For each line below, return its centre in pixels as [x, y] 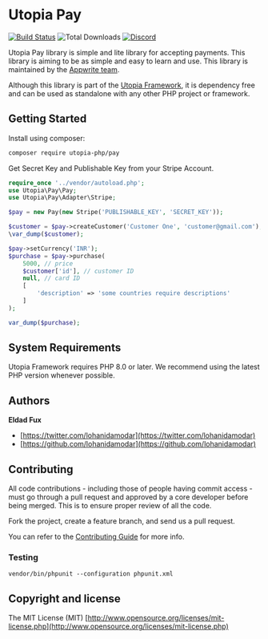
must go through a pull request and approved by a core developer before [128, 497]
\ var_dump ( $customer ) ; [46, 234]
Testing [23, 557]
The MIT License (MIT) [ [48, 618]
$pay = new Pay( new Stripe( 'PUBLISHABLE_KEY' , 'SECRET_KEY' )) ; [116, 212]
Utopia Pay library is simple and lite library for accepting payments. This [127, 52]
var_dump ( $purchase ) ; [44, 322]
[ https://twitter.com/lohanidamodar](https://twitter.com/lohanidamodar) [138, 435]
